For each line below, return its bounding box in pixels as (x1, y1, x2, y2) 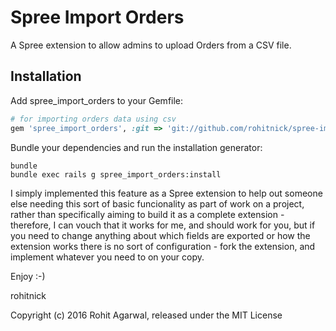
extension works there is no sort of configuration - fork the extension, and (10, 240, 316, 252)
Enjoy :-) (10, 270, 46, 282)
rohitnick (10, 289, 47, 301)
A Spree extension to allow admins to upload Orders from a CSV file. (10, 39, 292, 51)
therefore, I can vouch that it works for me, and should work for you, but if (10, 219, 316, 231)
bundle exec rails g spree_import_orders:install (10, 169, 222, 180)
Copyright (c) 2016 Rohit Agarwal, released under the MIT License (10, 309, 283, 321)
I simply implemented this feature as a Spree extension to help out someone (10, 187, 323, 199)
